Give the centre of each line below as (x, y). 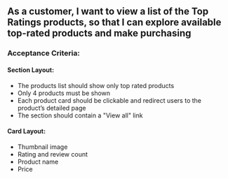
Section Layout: (31, 70)
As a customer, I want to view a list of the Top (108, 12)
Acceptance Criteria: (44, 53)
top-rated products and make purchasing (99, 33)
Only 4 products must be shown (64, 93)
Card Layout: (27, 131)
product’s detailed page (52, 108)
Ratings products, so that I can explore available (114, 23)
